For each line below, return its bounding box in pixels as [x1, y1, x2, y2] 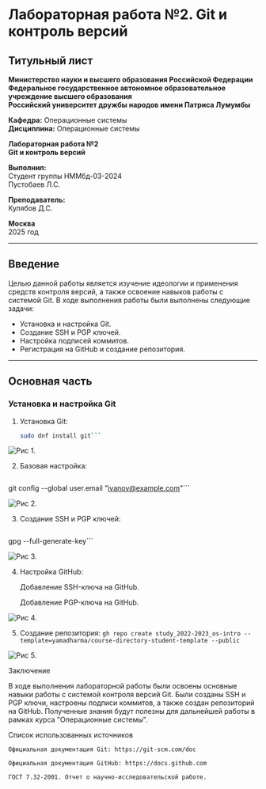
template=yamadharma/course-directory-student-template [19, 637, 208, 645]
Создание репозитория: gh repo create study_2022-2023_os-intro [19, 628, 241, 638]
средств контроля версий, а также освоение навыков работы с [8, 286, 224, 296]
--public [211, 637, 240, 645]
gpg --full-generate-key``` [8, 537, 93, 546]
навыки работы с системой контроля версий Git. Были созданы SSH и [8, 690, 246, 700]
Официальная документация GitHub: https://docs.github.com [8, 760, 207, 768]
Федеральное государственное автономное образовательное [8, 83, 226, 93]
